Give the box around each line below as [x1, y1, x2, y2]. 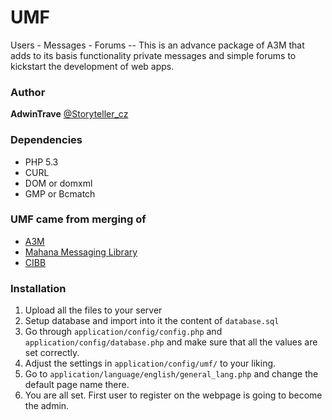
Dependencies [10, 133, 83, 147]
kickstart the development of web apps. [10, 60, 175, 72]
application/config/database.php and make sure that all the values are [24, 336, 318, 348]
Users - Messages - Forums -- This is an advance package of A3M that [10, 39, 305, 51]
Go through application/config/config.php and [24, 326, 223, 338]
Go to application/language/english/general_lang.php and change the [24, 368, 319, 380]
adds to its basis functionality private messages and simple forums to [10, 49, 297, 61]
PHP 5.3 [24, 156, 59, 168]
